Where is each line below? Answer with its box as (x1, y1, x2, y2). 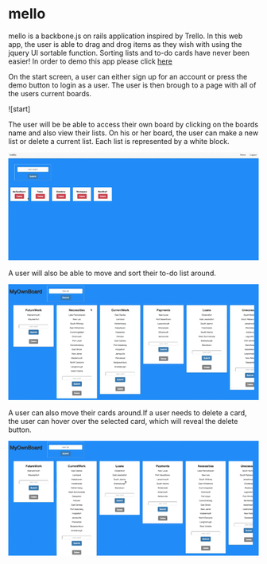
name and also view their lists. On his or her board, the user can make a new (8, 128, 259, 138)
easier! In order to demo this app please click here (8, 56, 172, 66)
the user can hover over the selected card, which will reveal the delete (8, 416, 238, 426)
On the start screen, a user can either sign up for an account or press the (8, 72, 248, 81)
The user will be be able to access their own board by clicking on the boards (8, 119, 259, 129)
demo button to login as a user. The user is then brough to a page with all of (8, 80, 257, 90)
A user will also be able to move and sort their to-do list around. (8, 268, 216, 278)
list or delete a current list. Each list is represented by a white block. (8, 136, 230, 146)
